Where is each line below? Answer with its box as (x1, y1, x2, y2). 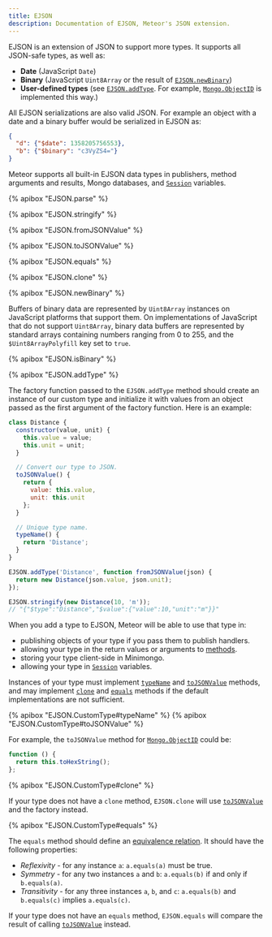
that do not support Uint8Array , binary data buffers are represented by (8, 322, 245, 330)
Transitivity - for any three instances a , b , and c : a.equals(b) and (19, 886, 237, 896)
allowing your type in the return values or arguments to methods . (19, 645, 238, 654)
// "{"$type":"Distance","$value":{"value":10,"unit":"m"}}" (8, 606, 220, 614)
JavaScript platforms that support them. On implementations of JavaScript (8, 313, 257, 322)
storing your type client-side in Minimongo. (19, 653, 165, 663)
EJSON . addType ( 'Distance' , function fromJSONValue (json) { (8, 568, 213, 576)
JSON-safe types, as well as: (8, 50, 106, 60)
